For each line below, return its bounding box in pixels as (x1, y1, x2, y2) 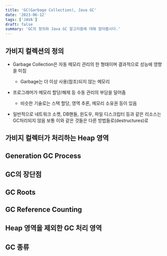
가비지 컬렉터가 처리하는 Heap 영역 (5, 134, 109, 143)
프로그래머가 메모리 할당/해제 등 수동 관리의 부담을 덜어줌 (12, 89, 126, 95)
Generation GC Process (5, 151, 81, 160)
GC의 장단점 (5, 170, 42, 179)
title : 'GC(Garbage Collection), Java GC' (5, 7, 97, 13)
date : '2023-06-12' (5, 12, 47, 17)
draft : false (5, 21, 33, 27)
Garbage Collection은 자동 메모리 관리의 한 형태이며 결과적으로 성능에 (12, 61, 153, 67)
